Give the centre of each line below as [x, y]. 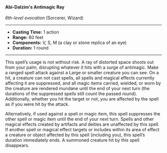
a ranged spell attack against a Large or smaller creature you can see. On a [82, 73]
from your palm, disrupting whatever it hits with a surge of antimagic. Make [82, 67]
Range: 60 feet [28, 38]
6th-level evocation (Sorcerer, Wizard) [44, 18]
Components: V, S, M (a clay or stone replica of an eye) [69, 43]
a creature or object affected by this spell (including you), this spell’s [75, 135]
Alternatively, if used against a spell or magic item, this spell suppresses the [83, 114]
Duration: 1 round [30, 48]
